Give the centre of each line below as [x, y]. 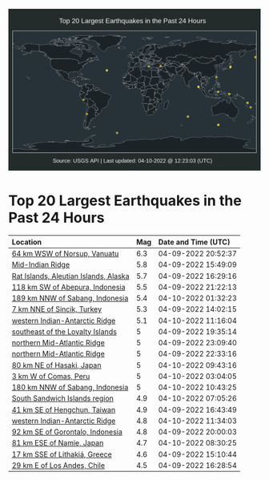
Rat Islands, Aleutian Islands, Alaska [70, 276]
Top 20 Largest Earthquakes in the [125, 200]
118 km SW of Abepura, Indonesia [68, 287]
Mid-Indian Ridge [41, 264]
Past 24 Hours [56, 218]
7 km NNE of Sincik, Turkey [57, 309]
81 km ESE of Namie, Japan [58, 443]
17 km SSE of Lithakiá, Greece [62, 454]
